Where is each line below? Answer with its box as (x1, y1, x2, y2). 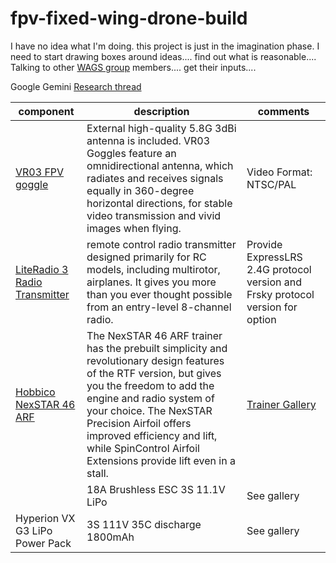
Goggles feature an (86, 146, 177, 160)
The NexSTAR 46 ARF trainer (86, 328, 223, 342)
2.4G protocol (246, 262, 312, 276)
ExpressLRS (246, 250, 303, 264)
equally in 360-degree (86, 183, 195, 197)
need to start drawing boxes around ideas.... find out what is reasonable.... (10, 50, 317, 62)
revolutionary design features (86, 353, 225, 367)
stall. (86, 466, 109, 480)
